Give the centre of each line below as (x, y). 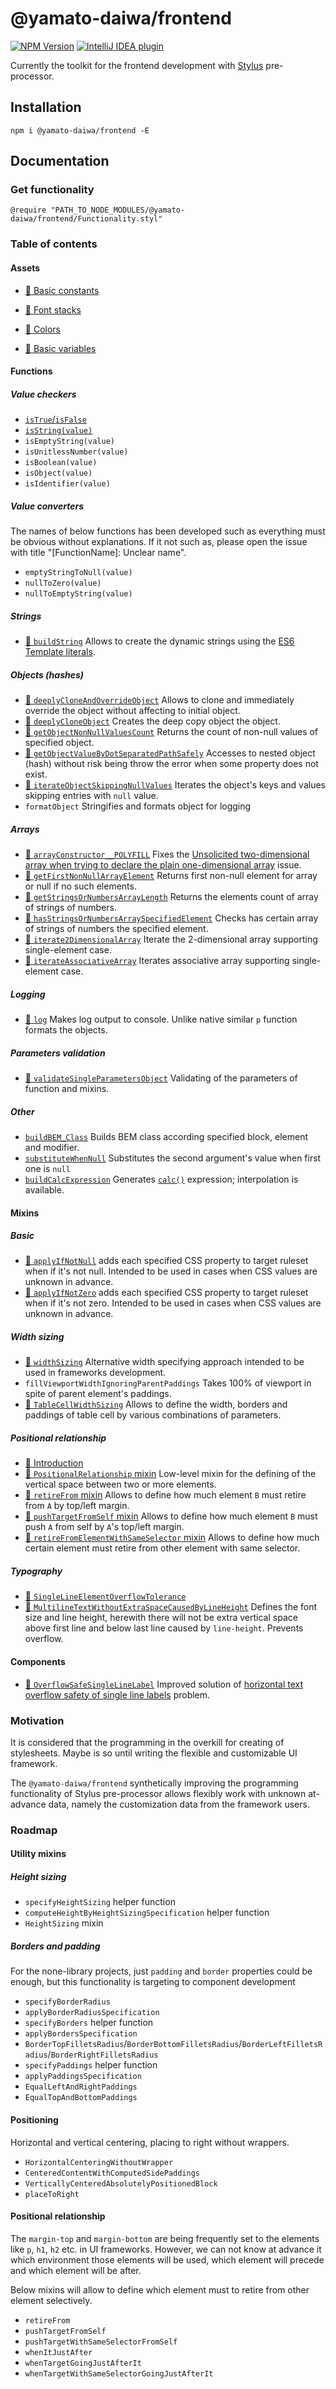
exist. (36, 774)
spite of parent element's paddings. (98, 1394)
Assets (25, 268)
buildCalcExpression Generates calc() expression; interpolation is (161, 1179)
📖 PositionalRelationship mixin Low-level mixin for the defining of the (170, 1474)
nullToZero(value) (63, 583)
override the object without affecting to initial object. (132, 711)
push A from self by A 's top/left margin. (104, 1527)
